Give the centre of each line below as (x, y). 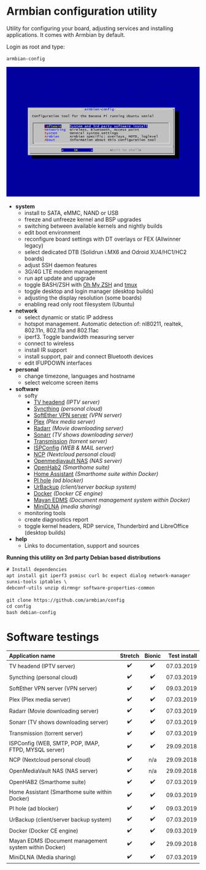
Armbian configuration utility (82, 11)
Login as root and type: (36, 47)
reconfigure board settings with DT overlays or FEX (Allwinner (102, 239)
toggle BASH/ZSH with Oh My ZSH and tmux (81, 285)
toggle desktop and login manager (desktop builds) (89, 291)
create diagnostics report (56, 519)
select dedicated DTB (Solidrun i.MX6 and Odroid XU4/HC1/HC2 (105, 252)
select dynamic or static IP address (69, 317)
